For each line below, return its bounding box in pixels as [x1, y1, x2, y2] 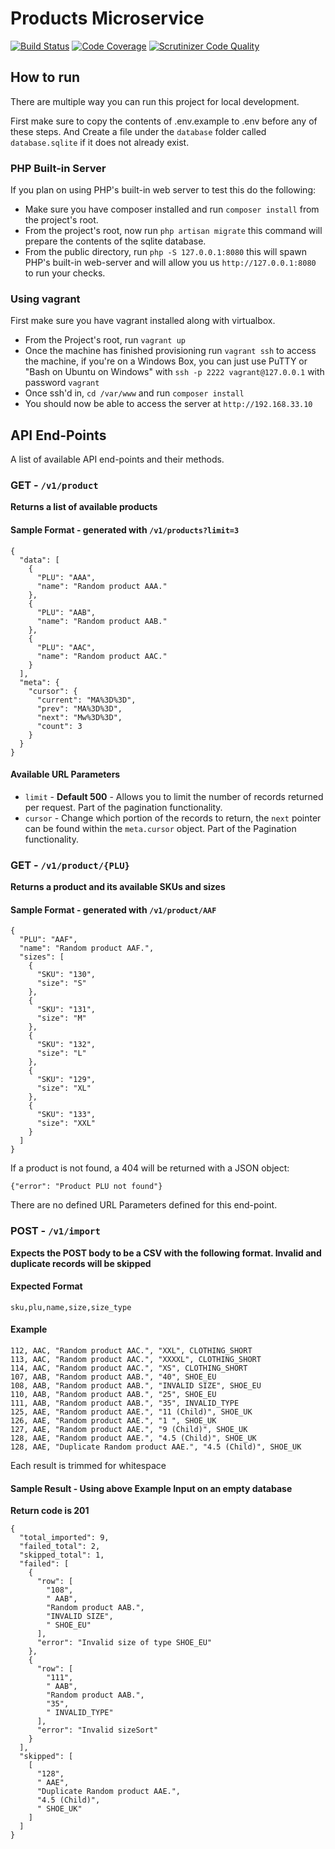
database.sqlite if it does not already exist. [10, 136, 190, 148]
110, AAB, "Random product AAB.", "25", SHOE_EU [10, 1390, 217, 1400]
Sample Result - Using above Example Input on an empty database [10, 1482, 293, 1494]
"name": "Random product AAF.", [19, 943, 155, 954]
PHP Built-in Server [10, 161, 107, 175]
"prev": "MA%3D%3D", [36, 703, 123, 714]
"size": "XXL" [36, 1118, 97, 1129]
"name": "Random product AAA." [36, 581, 168, 591]
